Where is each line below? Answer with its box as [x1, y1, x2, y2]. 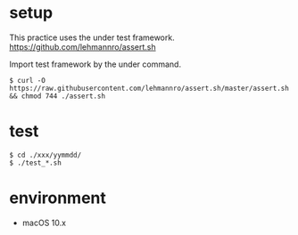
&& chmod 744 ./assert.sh [9, 92, 105, 101]
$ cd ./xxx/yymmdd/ [9, 150, 82, 159]
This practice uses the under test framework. [9, 32, 176, 43]
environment [9, 188, 107, 208]
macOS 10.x [21, 217, 67, 228]
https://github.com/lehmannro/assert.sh [9, 41, 156, 52]
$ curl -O [9, 76, 46, 85]
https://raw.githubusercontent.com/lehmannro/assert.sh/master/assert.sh [9, 84, 290, 93]
